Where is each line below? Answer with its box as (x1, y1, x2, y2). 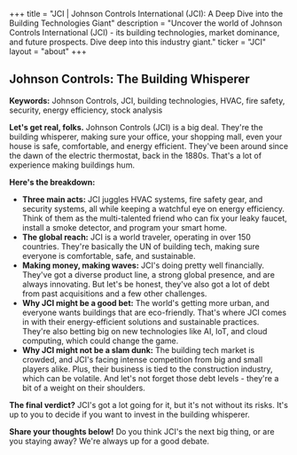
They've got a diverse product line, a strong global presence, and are (21, 269, 275, 279)
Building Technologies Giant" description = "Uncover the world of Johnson (9, 18, 283, 28)
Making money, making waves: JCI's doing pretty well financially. (21, 260, 264, 271)
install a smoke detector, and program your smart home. (21, 222, 228, 232)
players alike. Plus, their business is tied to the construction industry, (21, 364, 273, 374)
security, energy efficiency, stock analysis (9, 105, 163, 115)
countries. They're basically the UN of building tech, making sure (21, 240, 260, 252)
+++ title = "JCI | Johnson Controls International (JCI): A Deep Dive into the (9, 9, 284, 19)
